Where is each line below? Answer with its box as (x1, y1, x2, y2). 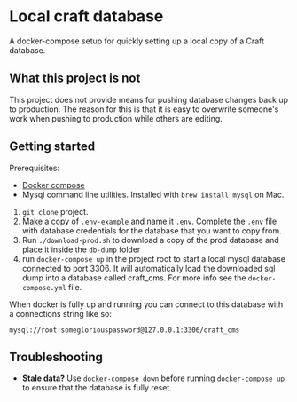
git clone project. (21, 206, 89, 217)
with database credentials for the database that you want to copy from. (21, 225, 282, 236)
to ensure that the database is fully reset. (21, 382, 173, 393)
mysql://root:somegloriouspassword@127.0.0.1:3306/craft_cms (9, 326, 240, 335)
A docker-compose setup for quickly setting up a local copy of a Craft (9, 35, 264, 46)
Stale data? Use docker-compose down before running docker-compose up (21, 373, 285, 383)
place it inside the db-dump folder (21, 244, 141, 255)
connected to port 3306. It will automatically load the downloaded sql (21, 263, 276, 273)
